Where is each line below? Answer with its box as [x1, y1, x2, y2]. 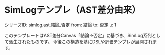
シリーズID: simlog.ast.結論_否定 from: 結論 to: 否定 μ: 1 [4, 22, 117, 28]
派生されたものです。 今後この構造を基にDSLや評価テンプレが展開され [8, 38, 153, 45]
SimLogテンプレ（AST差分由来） [4, 4, 141, 16]
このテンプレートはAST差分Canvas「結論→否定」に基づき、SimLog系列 [4, 32, 152, 38]
